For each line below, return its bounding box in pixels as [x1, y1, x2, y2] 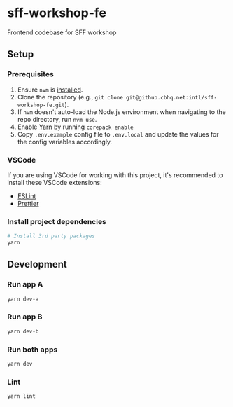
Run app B [7, 312, 43, 322]
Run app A [7, 280, 43, 289]
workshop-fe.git [17, 102, 65, 109]
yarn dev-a [7, 296, 39, 303]
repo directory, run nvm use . [17, 115, 97, 123]
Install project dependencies [7, 216, 107, 226]
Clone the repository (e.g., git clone [17, 92, 124, 101]
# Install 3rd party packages [7, 233, 96, 240]
